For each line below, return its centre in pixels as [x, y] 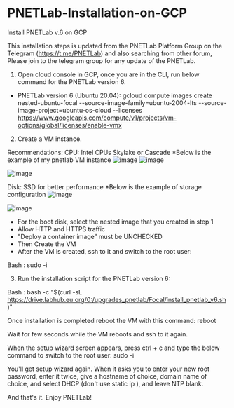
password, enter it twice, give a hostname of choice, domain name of [107, 376]
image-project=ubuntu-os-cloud [64, 110]
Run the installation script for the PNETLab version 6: [94, 278]
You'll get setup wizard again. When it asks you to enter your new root [109, 369]
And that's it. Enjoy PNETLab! [50, 397]
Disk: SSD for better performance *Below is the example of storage [104, 186]
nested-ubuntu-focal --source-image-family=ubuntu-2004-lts [107, 102]
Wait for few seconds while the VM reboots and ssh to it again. [97, 334]
